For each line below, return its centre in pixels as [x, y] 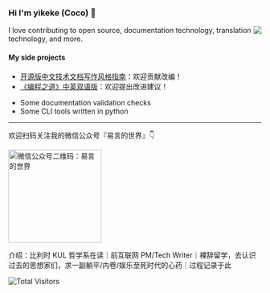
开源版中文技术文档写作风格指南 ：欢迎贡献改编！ [101, 76]
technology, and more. [45, 39]
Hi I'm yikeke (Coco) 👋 [52, 13]
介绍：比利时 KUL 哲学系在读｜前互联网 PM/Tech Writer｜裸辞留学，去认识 [132, 255]
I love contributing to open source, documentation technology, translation [130, 31]
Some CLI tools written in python [74, 111]
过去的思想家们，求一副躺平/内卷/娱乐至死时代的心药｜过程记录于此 [120, 265]
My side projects [37, 57]
